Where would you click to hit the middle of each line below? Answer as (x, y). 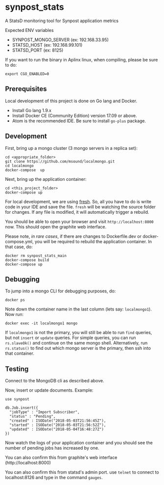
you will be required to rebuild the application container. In (93, 241)
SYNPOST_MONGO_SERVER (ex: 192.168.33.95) (60, 40)
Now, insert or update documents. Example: (49, 390)
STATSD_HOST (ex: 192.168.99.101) (47, 45)
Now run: (14, 314)
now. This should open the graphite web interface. (56, 227)
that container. (20, 353)
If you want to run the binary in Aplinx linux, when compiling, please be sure (82, 59)
